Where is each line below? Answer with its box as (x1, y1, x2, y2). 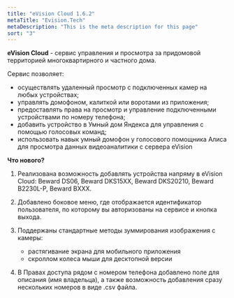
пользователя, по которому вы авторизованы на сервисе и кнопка (17, 205, 218, 214)
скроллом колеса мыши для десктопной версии (27, 255, 173, 263)
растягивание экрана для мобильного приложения (27, 247, 182, 255)
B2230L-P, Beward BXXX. (17, 184, 92, 193)
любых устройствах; (17, 91, 79, 99)
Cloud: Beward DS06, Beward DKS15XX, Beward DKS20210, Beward (17, 177, 214, 186)
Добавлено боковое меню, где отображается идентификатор (17, 198, 202, 207)
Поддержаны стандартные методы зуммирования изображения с (17, 226, 216, 234)
